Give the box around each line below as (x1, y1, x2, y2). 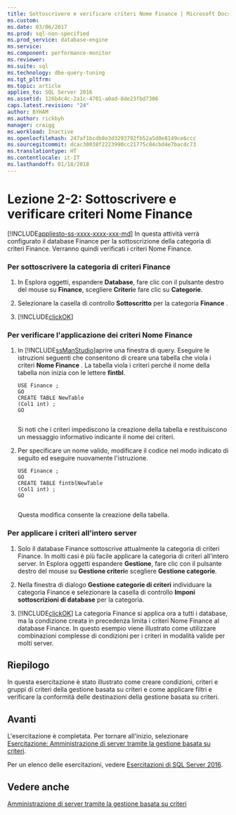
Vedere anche (7, 781, 70, 792)
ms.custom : (7, 17, 39, 24)
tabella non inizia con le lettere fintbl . (17, 369, 126, 377)
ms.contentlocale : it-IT (7, 154, 80, 162)
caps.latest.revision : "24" (7, 102, 90, 109)
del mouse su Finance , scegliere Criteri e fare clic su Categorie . (17, 285, 203, 293)
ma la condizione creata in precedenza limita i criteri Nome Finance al (17, 617, 220, 625)
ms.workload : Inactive (7, 128, 74, 135)
